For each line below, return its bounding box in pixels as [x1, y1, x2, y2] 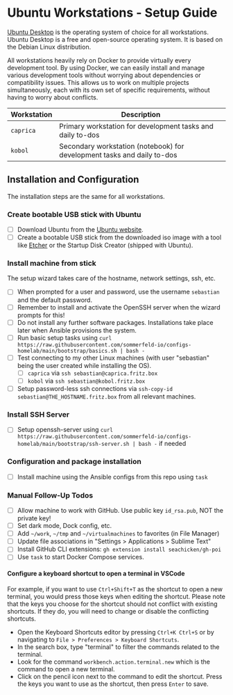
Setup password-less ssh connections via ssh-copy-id [17, 384, 173, 392]
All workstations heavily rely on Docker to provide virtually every [7, 56, 191, 64]
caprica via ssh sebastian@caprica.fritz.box [27, 369, 158, 377]
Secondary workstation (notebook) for [58, 141, 184, 151]
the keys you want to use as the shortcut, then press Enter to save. [17, 680, 209, 688]
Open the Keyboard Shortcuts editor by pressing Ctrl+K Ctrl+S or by [17, 628, 215, 636]
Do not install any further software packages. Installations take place [17, 318, 214, 326]
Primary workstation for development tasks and [58, 121, 214, 131]
